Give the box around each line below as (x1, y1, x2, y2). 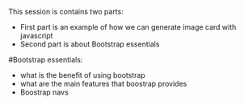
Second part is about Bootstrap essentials (19, 39, 160, 49)
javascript (19, 31, 53, 40)
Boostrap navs (19, 87, 69, 97)
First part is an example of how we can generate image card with (19, 22, 237, 31)
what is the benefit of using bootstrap (19, 71, 145, 79)
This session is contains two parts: (8, 7, 124, 16)
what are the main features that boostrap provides (19, 79, 187, 88)
